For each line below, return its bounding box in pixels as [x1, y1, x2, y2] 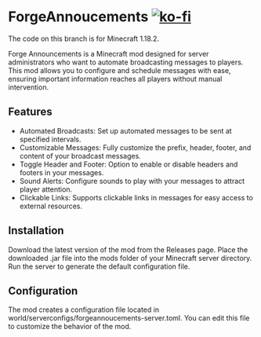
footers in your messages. [19, 167, 104, 177]
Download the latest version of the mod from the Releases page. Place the [8, 244, 248, 255]
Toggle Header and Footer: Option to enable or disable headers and [19, 159, 238, 169]
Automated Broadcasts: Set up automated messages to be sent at [19, 126, 233, 135]
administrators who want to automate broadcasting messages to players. [8, 57, 244, 67]
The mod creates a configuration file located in [8, 305, 159, 314]
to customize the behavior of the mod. [8, 322, 132, 332]
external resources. [19, 201, 82, 211]
